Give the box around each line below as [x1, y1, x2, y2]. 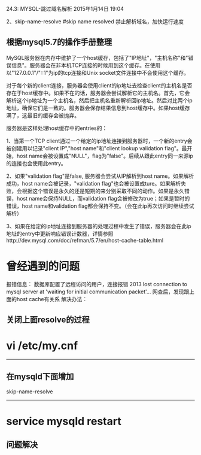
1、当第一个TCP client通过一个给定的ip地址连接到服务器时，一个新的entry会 [6, 137, 193, 144]
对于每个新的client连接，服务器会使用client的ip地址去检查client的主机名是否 [6, 81, 193, 89]
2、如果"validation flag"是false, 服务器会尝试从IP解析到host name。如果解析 [6, 172, 194, 180]
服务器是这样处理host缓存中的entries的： [6, 125, 108, 132]
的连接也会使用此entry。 [6, 159, 67, 166]
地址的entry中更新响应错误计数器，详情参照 [6, 230, 114, 237]
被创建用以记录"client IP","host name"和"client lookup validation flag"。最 [6, 144, 187, 151]
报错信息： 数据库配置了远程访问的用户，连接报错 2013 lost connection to [6, 280, 187, 287]
